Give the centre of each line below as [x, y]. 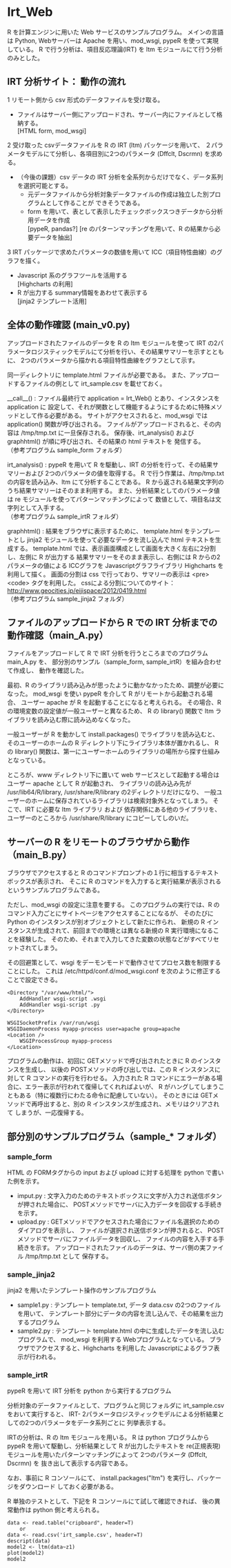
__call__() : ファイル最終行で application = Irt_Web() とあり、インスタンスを [113, 398]
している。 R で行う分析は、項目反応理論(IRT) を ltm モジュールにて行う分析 [115, 49]
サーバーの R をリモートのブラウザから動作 [98, 842]
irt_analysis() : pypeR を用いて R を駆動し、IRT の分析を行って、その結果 [110, 464]
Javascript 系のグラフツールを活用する [72, 275]
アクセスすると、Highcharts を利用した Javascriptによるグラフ [124, 1348]
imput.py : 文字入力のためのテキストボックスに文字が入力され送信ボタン [120, 1195]
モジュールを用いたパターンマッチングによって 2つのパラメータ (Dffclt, [108, 1455]
